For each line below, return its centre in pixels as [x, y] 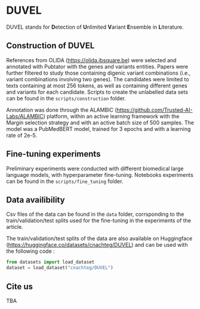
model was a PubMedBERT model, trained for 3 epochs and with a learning [99, 129]
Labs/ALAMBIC [25, 116]
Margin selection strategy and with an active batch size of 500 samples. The [100, 123]
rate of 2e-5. [22, 135]
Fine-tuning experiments [53, 154]
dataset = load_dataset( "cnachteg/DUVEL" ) [60, 268]
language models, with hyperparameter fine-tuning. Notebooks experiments [100, 175]
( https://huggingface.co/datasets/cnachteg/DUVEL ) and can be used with [97, 245]
